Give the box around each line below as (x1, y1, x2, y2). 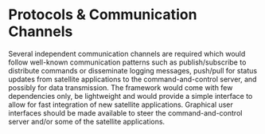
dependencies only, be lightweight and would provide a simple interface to (8, 91, 253, 100)
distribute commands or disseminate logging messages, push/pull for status (8, 65, 257, 75)
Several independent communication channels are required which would (8, 49, 246, 58)
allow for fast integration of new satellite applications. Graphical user (8, 100, 233, 109)
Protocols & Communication (8, 6, 197, 24)
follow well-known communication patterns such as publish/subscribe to (8, 57, 247, 67)
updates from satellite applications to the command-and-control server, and (8, 74, 257, 84)
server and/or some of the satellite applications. (8, 116, 166, 126)
